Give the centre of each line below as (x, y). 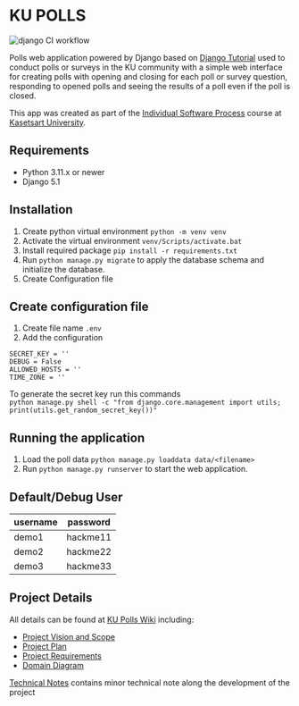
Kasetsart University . (48, 122)
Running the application (77, 437)
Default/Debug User (66, 497)
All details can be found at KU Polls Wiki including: (102, 619)
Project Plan (44, 646)
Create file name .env (62, 328)
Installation (41, 210)
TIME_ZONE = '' (37, 378)
